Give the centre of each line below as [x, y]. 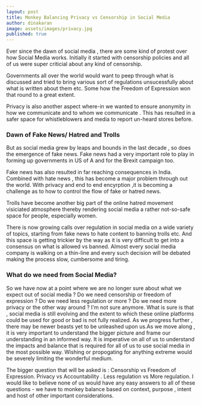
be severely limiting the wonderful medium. [60, 358]
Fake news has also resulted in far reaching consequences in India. [89, 172]
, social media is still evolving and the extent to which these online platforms [100, 314]
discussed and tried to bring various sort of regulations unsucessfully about [100, 82]
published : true [26, 34]
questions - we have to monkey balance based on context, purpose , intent [99, 389]
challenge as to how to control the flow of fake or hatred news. [84, 191]
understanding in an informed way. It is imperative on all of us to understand [100, 339]
